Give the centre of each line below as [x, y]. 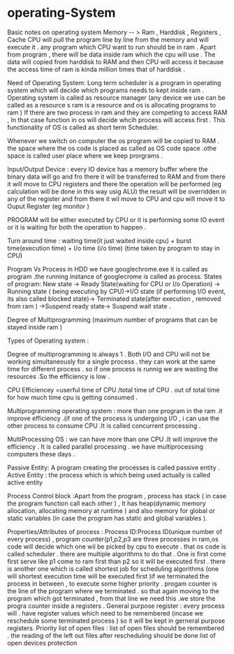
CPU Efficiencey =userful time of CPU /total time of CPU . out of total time [114, 389]
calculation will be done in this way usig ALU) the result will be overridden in [117, 191]
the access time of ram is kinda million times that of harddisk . [96, 69]
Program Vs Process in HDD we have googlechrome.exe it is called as [108, 269]
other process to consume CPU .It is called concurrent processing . [104, 425]
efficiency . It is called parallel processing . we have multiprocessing [105, 446]
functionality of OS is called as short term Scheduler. [83, 127]
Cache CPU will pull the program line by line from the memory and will [108, 39]
